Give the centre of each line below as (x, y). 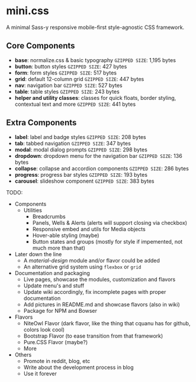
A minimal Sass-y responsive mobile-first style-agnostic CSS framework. (95, 27)
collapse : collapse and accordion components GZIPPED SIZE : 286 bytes (102, 168)
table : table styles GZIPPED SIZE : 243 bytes (67, 91)
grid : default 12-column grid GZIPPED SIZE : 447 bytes (79, 79)
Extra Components (41, 123)
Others (23, 355)
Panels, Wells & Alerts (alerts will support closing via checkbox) (110, 222)
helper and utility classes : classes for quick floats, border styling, (95, 98)
